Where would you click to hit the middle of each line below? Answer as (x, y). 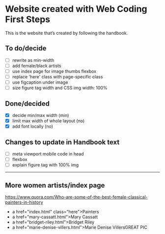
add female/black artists (37, 66)
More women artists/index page (55, 185)
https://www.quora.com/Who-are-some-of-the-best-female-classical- (77, 197)
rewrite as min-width (33, 60)
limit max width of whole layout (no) (48, 121)
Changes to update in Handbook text (62, 142)
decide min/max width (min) (41, 115)
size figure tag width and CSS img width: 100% (60, 88)
